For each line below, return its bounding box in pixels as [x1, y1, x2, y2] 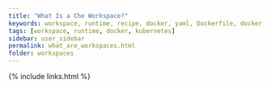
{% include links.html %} [8, 72, 91, 81]
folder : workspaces [8, 49, 74, 57]
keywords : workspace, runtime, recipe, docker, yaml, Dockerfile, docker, [8, 19, 266, 27]
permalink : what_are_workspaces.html [8, 42, 136, 50]
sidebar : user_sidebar [8, 34, 85, 43]
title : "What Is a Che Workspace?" [8, 11, 129, 20]
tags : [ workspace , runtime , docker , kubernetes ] [8, 27, 176, 35]
